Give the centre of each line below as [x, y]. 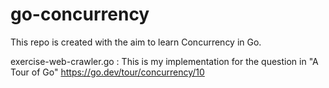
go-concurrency [80, 14]
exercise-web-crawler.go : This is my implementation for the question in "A [164, 61]
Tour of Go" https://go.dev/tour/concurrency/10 [107, 72]
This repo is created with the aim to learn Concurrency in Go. [136, 42]
